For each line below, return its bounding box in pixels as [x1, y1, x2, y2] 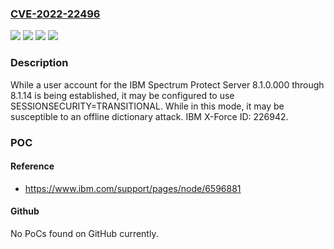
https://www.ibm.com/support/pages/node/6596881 [24, 182, 242, 194]
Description [10, 56, 69, 70]
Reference [10, 160, 55, 172]
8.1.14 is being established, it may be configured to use [10, 89, 235, 101]
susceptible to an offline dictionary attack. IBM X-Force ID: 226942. [10, 110, 289, 122]
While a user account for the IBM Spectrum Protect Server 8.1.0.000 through [10, 78, 325, 91]
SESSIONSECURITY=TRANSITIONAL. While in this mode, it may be [10, 100, 285, 112]
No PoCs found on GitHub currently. [10, 227, 159, 239]
